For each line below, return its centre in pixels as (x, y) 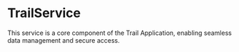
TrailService (44, 13)
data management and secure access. (63, 40)
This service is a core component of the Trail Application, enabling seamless (119, 33)
